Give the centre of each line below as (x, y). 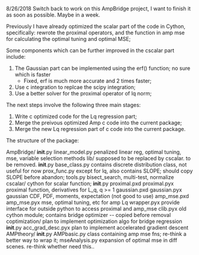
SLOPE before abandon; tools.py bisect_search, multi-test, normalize (90, 177)
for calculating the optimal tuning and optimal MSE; (69, 39)
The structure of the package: (43, 141)
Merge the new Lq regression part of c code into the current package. (100, 129)
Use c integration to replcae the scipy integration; (75, 87)
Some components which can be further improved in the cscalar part (90, 50)
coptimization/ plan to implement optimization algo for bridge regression (94, 221)
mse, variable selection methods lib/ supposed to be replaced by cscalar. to (99, 158)
